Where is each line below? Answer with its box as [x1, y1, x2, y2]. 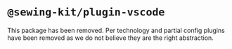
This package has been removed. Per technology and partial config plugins [7, 26, 225, 34]
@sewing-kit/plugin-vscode [7, 6, 165, 19]
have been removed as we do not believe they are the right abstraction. [7, 34, 214, 42]
